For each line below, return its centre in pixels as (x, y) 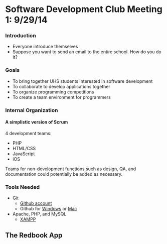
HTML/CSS (24, 148)
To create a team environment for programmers (62, 97)
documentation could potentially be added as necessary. (64, 174)
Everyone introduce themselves (45, 47)
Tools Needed (23, 187)
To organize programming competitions (53, 92)
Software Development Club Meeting (84, 9)
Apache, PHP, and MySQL (39, 214)
